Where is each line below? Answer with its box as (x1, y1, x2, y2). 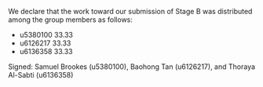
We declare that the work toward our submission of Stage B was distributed (8, 7, 253, 16)
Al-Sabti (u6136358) (8, 71, 74, 79)
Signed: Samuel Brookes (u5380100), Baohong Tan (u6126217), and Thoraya (8, 62, 256, 71)
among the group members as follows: (8, 15, 133, 24)
